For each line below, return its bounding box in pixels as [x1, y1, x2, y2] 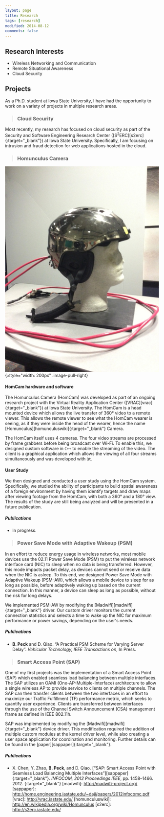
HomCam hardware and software [5, 384, 74, 389]
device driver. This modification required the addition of [42, 726, 155, 731]
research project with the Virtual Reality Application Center [5, 400, 123, 406]
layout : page [5, 8, 32, 13]
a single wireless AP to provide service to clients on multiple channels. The [5, 685, 156, 691]
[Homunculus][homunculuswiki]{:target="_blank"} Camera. [5, 426, 124, 431]
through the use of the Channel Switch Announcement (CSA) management [5, 706, 155, 712]
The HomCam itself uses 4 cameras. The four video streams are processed [5, 435, 157, 441]
